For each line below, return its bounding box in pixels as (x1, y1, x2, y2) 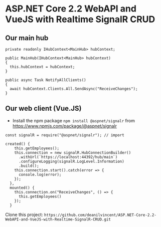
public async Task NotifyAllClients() (5, 78, 86, 83)
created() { (5, 141, 30, 146)
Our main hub (5, 34, 49, 42)
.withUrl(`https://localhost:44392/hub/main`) (18, 154, 118, 159)
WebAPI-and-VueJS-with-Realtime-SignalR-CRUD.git (5, 216, 111, 222)
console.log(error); (18, 172, 62, 177)
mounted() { (10, 185, 35, 190)
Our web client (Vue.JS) (5, 104, 82, 113)
